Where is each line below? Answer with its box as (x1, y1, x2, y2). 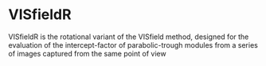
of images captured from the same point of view (8, 49, 166, 58)
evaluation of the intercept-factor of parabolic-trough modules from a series (8, 40, 259, 49)
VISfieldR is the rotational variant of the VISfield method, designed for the (8, 32, 249, 41)
